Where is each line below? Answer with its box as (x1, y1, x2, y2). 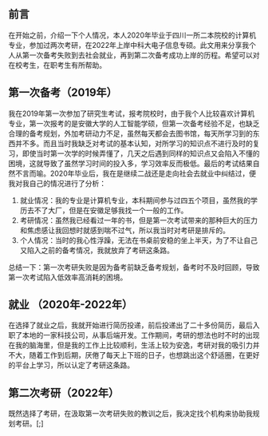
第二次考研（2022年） (8, 386, 120, 399)
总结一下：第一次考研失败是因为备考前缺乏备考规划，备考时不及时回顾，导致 (8, 262, 260, 272)
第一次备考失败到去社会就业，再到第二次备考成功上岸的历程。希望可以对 (22, 50, 260, 60)
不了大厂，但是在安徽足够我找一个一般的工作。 (33, 205, 188, 215)
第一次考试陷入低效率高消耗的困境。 (8, 272, 128, 282)
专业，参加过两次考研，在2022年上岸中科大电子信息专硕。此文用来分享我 (8, 40, 250, 50)
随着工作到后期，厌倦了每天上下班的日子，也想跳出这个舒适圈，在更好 (29, 351, 260, 360)
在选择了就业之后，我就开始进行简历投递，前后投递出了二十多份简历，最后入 (8, 320, 260, 330)
